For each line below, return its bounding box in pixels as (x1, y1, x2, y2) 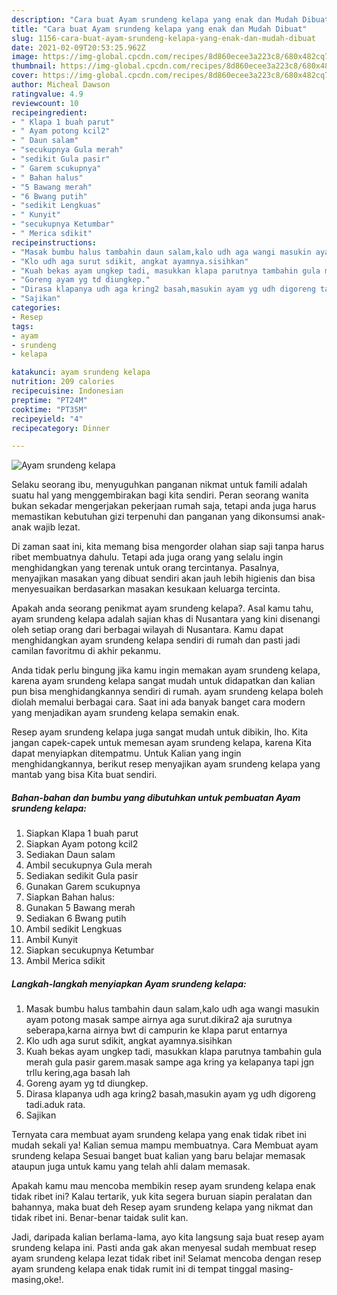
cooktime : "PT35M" (11, 404, 88, 415)
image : (11, 52, 39, 62)
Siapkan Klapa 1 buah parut (25, 827, 139, 840)
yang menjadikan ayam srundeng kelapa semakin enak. (11, 707, 240, 719)
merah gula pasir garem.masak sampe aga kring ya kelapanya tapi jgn (25, 1056, 315, 1068)
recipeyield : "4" (11, 414, 84, 424)
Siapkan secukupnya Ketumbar (25, 944, 155, 956)
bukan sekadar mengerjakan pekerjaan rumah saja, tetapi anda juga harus (11, 500, 317, 512)
